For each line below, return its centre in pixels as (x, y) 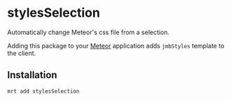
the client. (22, 53)
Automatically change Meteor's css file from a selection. (89, 32)
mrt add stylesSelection (43, 91)
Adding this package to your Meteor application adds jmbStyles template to (116, 45)
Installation (32, 75)
